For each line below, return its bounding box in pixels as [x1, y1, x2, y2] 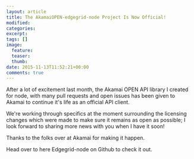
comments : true [6, 70, 44, 76]
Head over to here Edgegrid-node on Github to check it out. [6, 146, 153, 153]
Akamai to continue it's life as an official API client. [6, 99, 130, 106]
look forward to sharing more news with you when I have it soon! [6, 123, 165, 130]
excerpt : [6, 31, 28, 37]
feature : [11, 48, 33, 54]
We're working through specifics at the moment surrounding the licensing [6, 110, 187, 117]
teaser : [11, 53, 31, 59]
